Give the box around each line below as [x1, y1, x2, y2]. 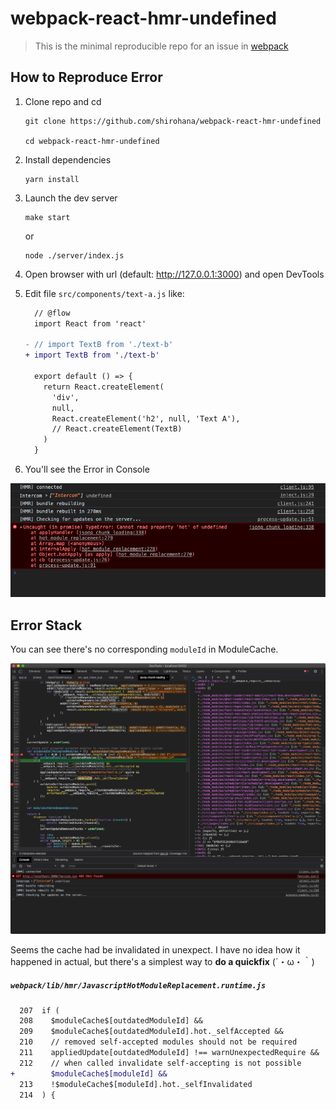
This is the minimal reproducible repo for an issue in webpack [34, 40, 289, 52]
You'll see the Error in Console [24, 463, 150, 475]
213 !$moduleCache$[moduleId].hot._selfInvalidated [19, 1079, 253, 1089]
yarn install [24, 174, 80, 184]
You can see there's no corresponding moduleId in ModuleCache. [10, 643, 279, 655]
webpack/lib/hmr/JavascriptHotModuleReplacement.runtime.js [10, 981, 267, 991]
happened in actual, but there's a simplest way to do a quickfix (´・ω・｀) [10, 955, 315, 967]
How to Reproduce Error [10, 69, 163, 86]
